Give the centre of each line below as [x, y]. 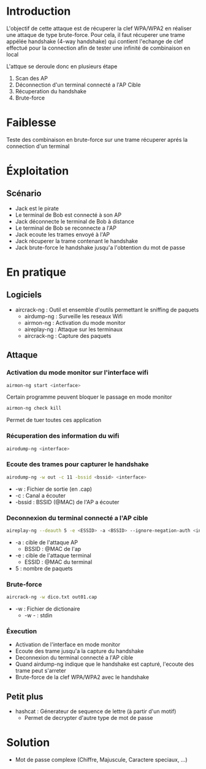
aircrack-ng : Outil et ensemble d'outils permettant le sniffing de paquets [107, 310]
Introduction [39, 11]
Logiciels [24, 295]
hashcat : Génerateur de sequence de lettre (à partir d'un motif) [96, 711]
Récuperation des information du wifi [63, 436]
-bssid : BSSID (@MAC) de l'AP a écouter [67, 502]
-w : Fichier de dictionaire [48, 609]
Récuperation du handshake [51, 91]
